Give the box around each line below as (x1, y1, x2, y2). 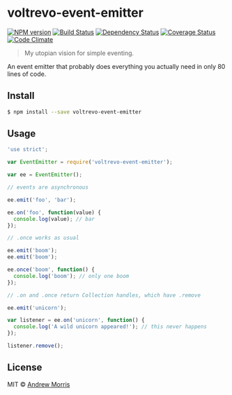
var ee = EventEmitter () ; (7, 171, 82, 178)
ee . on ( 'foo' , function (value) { (7, 209, 101, 216)
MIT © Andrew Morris (7, 380, 70, 388)
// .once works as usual (7, 235, 79, 242)
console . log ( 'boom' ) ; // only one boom (13, 272, 130, 279)
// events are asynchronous (7, 184, 89, 191)
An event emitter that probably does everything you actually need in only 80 (7, 62, 226, 70)
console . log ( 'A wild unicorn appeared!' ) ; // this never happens (13, 323, 208, 330)
